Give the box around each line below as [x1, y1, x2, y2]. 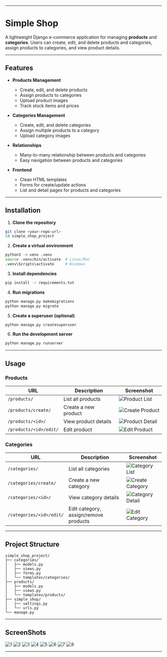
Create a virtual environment [12, 243, 74, 249]
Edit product [63, 426, 92, 433]
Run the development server [12, 331, 73, 337]
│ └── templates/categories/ [5, 575, 70, 580]
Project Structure [5, 540, 60, 548]
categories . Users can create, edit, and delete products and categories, [5, 39, 153, 45]
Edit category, [69, 505, 101, 512]
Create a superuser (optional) [12, 313, 75, 319]
